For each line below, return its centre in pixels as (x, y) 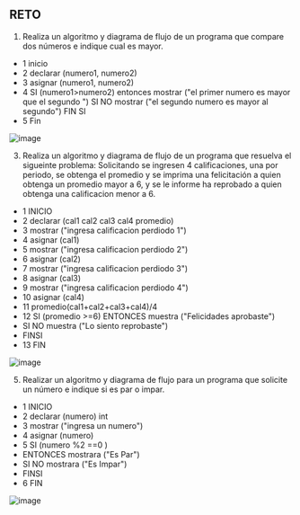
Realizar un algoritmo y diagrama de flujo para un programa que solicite (155, 379)
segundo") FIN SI (54, 111)
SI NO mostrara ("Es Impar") (75, 464)
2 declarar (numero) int (65, 416)
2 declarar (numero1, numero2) (79, 73)
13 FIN (34, 344)
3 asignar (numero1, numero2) (78, 82)
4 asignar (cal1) (51, 240)
